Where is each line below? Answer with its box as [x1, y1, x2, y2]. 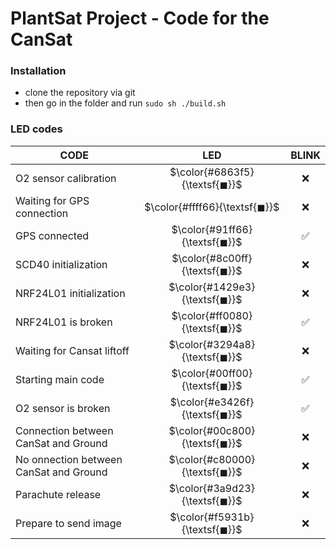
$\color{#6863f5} [169, 165, 255, 179]
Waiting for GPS [15, 193, 90, 207]
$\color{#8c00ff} [171, 251, 253, 265]
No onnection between [15, 452, 123, 466]
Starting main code [15, 372, 105, 386]
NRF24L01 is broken [15, 315, 113, 329]
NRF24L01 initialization [15, 286, 126, 300]
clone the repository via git [24, 87, 136, 99]
